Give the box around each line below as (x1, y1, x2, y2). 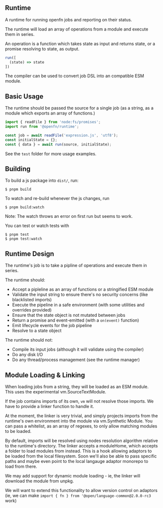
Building (5, 165, 31, 173)
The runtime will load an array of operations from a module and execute (5, 26, 148, 32)
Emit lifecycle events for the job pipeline (12, 323, 92, 328)
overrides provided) (12, 307, 52, 313)
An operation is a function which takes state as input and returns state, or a (5, 41, 155, 47)
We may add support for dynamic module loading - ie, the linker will (5, 473, 141, 479)
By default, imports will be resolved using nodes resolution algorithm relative (5, 438, 158, 443)
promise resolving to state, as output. (5, 46, 80, 51)
